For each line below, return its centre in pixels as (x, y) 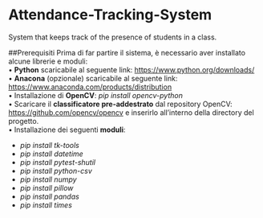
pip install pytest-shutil (58, 162)
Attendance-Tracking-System (110, 15)
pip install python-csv (56, 171)
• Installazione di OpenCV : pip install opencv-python (95, 95)
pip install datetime (52, 154)
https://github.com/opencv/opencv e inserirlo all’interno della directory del (131, 112)
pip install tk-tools (50, 145)
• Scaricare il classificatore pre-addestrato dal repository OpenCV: (120, 104)
